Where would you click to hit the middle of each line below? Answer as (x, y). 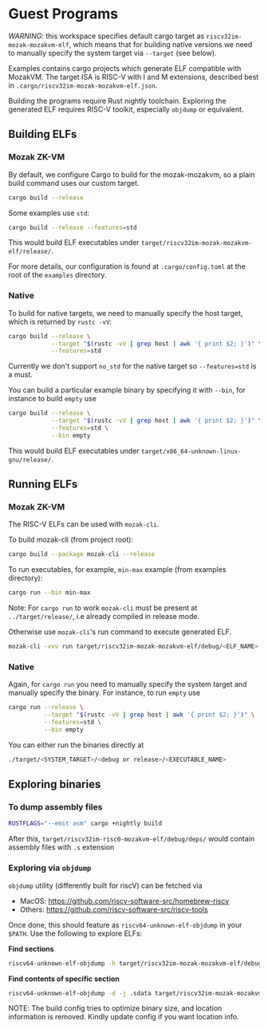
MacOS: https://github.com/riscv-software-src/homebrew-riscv (124, 901)
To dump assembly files (55, 807)
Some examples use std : (49, 213)
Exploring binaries (55, 785)
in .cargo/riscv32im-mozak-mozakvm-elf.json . (83, 85)
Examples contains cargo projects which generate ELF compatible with (125, 68)
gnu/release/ (30, 459)
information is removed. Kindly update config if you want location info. (124, 1017)
